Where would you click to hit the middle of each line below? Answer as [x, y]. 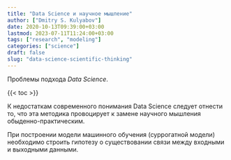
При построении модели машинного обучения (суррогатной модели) [111, 134]
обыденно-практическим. [46, 121]
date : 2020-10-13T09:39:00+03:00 [56, 27]
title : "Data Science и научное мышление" [70, 14]
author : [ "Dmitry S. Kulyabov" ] [54, 20]
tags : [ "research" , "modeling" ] [54, 40]
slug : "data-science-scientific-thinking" [70, 59]
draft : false [26, 53]
